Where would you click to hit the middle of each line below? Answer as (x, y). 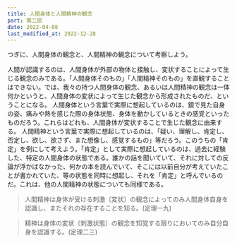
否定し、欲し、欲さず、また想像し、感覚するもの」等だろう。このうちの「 (115, 140)
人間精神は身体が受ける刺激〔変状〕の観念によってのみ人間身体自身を (126, 199)
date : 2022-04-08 (33, 27)
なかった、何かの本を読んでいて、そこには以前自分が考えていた (130, 167)
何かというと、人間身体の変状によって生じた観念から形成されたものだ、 (112, 96)
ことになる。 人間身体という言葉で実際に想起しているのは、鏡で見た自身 (119, 105)
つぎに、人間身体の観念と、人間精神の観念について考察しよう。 (99, 54)
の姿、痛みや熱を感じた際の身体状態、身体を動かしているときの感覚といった (119, 114)
